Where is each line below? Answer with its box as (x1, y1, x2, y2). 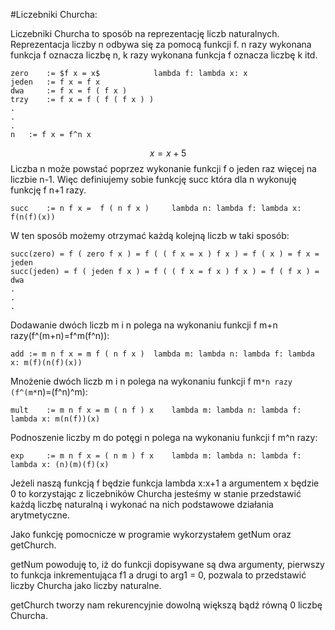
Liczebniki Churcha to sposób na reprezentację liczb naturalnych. (10, 28, 280, 39)
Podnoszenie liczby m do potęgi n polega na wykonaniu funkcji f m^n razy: (10, 432, 318, 443)
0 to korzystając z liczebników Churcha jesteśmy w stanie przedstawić (10, 488, 302, 499)
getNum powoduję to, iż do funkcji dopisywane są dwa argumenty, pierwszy (10, 559, 325, 570)
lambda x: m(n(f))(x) (10, 414, 101, 424)
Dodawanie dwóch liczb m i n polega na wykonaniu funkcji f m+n (10, 319, 278, 331)
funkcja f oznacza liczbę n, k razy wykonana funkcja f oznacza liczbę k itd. (10, 49, 318, 61)
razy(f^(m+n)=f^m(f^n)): (10, 330, 110, 341)
